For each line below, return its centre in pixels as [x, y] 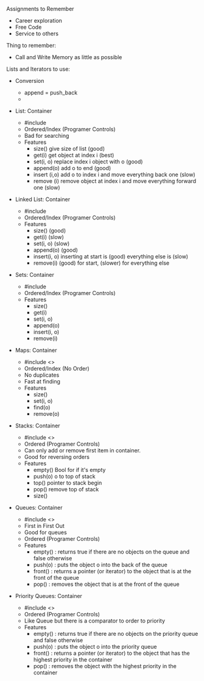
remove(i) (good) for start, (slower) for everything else [101, 263]
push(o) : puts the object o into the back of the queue [100, 565]
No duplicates [42, 375]
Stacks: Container [37, 426]
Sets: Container [35, 275]
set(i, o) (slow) [51, 244]
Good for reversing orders [57, 457]
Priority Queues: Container [48, 596]
